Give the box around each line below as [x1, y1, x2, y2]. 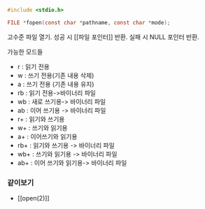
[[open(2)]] [17, 194, 50, 203]
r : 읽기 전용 [17, 62, 50, 71]
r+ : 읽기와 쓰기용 [17, 115, 65, 123]
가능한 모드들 [7, 48, 43, 56]
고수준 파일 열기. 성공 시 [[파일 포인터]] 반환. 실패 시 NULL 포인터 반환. [7, 32, 199, 41]
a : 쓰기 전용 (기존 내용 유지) [17, 80, 94, 88]
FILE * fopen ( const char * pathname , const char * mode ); [7, 19, 171, 26]
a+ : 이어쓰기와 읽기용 [17, 132, 78, 140]
